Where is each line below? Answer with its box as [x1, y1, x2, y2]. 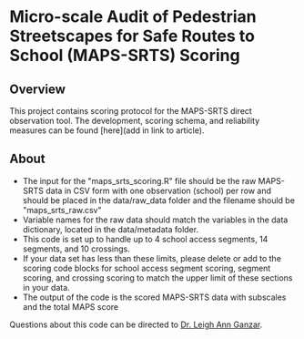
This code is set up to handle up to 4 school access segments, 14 [22, 233, 269, 244]
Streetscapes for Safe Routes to [9, 26, 256, 46]
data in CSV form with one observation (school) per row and [45, 185, 271, 196]
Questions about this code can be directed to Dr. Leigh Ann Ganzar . [9, 319, 263, 330]
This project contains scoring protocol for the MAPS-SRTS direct [9, 106, 252, 116]
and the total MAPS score [22, 301, 119, 312]
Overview [9, 81, 66, 97]
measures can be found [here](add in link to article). [9, 125, 205, 136]
